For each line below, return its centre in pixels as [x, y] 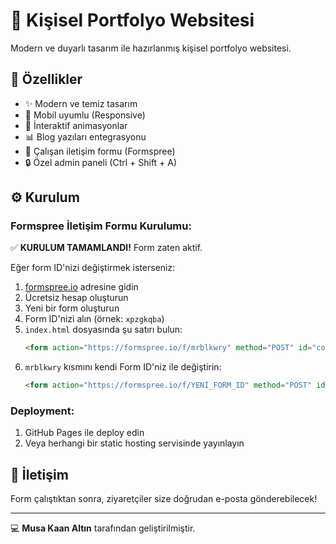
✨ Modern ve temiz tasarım [81, 103]
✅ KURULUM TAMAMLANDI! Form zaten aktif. [106, 248]
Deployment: [42, 411]
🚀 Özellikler [46, 79]
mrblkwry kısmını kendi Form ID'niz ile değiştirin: [123, 367]
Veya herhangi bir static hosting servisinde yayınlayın [134, 443]
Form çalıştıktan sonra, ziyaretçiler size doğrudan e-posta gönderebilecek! [164, 499]
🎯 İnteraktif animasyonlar [76, 125]
